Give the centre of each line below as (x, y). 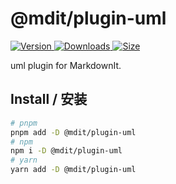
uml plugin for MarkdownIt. (66, 65)
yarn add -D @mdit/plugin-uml (73, 170)
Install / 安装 (49, 99)
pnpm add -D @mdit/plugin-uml (73, 132)
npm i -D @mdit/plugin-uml (66, 151)
